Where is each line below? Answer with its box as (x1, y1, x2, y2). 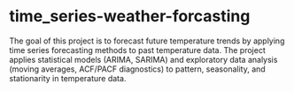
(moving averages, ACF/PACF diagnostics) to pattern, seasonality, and (9, 64, 266, 74)
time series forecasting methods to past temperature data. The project (9, 44, 266, 55)
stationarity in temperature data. (9, 73, 127, 83)
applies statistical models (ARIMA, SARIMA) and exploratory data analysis (9, 54, 278, 65)
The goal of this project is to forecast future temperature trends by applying (9, 35, 285, 46)
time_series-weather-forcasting (9, 6, 251, 27)
